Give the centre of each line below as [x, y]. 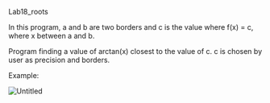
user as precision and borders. [59, 60]
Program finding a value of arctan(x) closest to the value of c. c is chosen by [135, 51]
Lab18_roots [28, 12]
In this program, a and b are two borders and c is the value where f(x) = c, [131, 27]
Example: [24, 75]
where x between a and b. [52, 36]
